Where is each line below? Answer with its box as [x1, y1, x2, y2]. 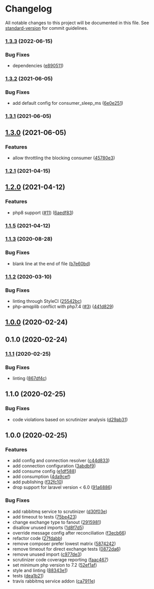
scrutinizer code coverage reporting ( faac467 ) [12, 556, 109, 562]
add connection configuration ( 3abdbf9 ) [12, 463, 96, 469]
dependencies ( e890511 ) [12, 62, 64, 69]
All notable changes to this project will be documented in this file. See [5, 20, 149, 26]
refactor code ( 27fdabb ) [12, 535, 63, 541]
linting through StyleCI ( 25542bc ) [12, 298, 82, 304]
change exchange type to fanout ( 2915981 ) [12, 519, 102, 525]
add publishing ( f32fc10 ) [12, 479, 64, 485]
